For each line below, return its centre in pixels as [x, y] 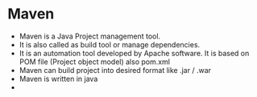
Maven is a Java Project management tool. [90, 36]
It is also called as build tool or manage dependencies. [110, 44]
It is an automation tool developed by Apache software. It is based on [134, 53]
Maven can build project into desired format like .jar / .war [115, 70]
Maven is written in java [58, 79]
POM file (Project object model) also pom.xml [95, 62]
